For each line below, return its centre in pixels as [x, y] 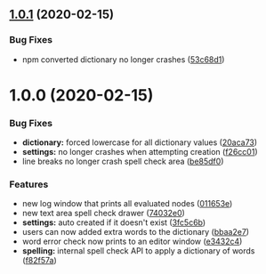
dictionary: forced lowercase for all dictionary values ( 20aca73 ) [140, 142]
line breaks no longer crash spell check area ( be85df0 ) [123, 161]
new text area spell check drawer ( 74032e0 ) [103, 214]
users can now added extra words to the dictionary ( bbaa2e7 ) [136, 232]
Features [29, 184]
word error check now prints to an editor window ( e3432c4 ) [132, 242]
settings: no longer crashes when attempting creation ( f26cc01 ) [140, 152]
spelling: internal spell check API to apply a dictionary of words [138, 251]
